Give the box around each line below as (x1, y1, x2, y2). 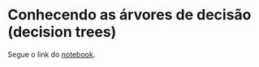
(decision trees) (7, 23, 117, 41)
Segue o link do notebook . (7, 49, 96, 59)
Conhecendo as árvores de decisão (7, 6, 252, 24)
